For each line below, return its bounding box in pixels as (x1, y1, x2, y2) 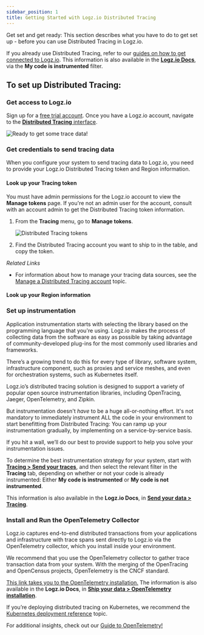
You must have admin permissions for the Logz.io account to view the (6, 192, 181, 200)
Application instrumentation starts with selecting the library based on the (6, 320, 188, 328)
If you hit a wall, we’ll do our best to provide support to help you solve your (6, 438, 193, 446)
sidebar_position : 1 (6, 8, 59, 15)
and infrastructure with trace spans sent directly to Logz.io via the (6, 535, 171, 543)
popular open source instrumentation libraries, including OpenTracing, (6, 389, 182, 396)
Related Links (6, 259, 41, 267)
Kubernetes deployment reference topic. (6, 610, 108, 617)
